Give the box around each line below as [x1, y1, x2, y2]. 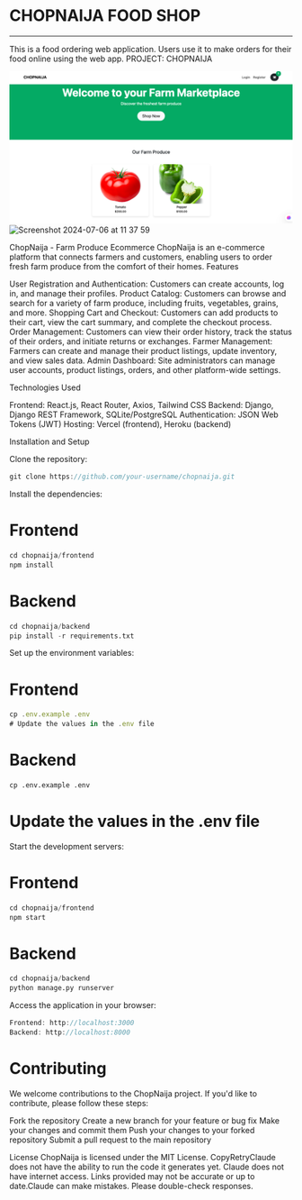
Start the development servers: [9, 841, 124, 851]
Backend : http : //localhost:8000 [9, 1028, 130, 1037]
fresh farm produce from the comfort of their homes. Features [9, 261, 239, 272]
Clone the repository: [9, 454, 88, 465]
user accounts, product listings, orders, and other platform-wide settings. [9, 365, 281, 376]
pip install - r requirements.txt [9, 632, 135, 641]
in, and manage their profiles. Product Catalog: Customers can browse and [9, 288, 287, 299]
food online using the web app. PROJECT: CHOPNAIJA [9, 53, 213, 64]
